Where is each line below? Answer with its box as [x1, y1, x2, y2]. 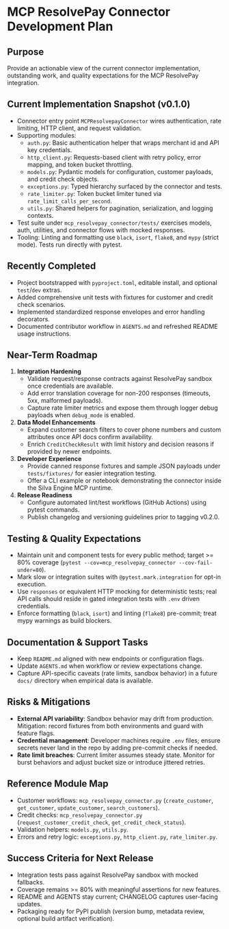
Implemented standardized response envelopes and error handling [16, 308, 205, 316]
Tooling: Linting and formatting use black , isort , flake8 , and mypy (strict [16, 233, 219, 241]
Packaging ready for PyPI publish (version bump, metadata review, [16, 907, 205, 915]
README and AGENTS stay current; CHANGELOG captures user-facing [16, 892, 218, 901]
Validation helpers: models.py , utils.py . [16, 825, 129, 833]
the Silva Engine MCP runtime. [27, 484, 113, 492]
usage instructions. [16, 330, 72, 338]
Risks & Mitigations [7, 696, 91, 708]
